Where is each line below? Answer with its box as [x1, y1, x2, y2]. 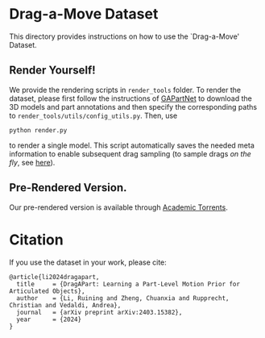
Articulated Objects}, [9, 287, 85, 295]
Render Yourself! [9, 64, 96, 77]
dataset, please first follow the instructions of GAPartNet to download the [9, 94, 252, 103]
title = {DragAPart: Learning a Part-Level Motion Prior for [16, 280, 241, 288]
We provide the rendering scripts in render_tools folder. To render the [9, 85, 241, 94]
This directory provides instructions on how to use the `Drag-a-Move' [9, 31, 240, 41]
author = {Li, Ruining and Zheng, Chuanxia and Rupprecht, [16, 294, 230, 303]
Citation [9, 231, 64, 248]
